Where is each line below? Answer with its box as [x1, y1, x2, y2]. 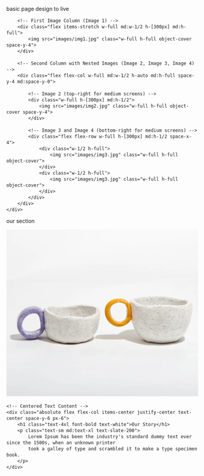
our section [6, 218, 35, 224]
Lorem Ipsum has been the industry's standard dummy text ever [28, 433, 192, 439]
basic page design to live [6, 5, 69, 12]
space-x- [169, 133, 192, 140]
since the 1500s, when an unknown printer [6, 439, 116, 446]
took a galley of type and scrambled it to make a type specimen [28, 446, 198, 452]
